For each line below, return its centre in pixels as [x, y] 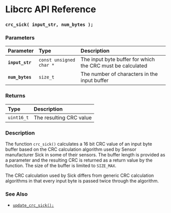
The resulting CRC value [63, 117]
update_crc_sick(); [33, 206]
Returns [15, 96]
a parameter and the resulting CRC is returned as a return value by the [79, 160]
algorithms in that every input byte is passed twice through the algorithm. [82, 181]
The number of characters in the [119, 74]
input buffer [95, 81]
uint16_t [18, 117]
